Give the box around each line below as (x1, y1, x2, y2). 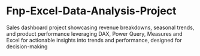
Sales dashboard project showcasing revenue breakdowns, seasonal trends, (6, 24, 195, 31)
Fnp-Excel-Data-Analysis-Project (6, 4, 177, 18)
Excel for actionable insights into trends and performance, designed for (6, 36, 183, 43)
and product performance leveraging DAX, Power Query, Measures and (6, 30, 183, 37)
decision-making (6, 43, 48, 50)
